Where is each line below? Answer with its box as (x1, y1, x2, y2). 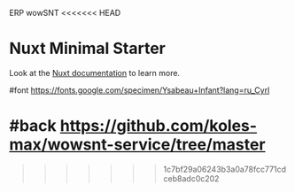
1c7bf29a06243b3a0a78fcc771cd (163, 164, 286, 174)
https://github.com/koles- (59, 116, 258, 136)
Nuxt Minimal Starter (9, 39, 167, 58)
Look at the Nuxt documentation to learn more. (9, 67, 180, 78)
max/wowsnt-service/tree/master (9, 134, 266, 155)
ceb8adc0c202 (163, 173, 220, 184)
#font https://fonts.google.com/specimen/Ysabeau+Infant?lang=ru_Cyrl (9, 84, 270, 96)
